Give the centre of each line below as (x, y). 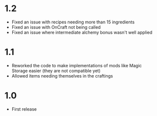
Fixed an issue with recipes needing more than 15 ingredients (73, 22)
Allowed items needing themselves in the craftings (62, 76)
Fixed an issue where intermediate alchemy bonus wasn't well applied (82, 32)
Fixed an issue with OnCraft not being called (56, 27)
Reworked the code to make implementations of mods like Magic (77, 65)
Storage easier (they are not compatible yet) (56, 71)
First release (24, 109)
